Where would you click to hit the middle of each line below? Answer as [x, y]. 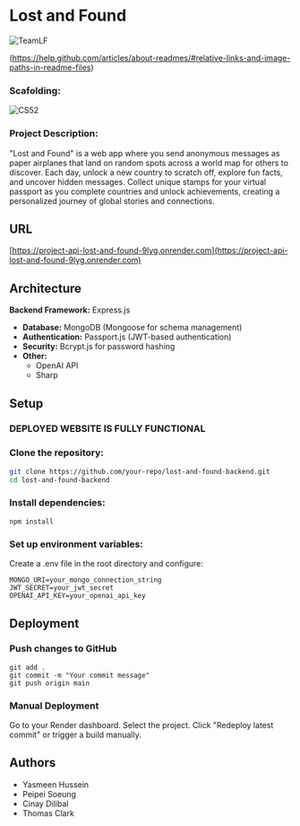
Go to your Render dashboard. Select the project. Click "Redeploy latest [141, 725]
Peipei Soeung [49, 794]
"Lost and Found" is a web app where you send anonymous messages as [145, 153]
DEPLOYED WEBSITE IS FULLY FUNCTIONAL [107, 429]
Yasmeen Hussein [56, 784]
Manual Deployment [54, 706]
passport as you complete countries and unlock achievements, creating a [145, 191]
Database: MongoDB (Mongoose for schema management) [132, 328]
